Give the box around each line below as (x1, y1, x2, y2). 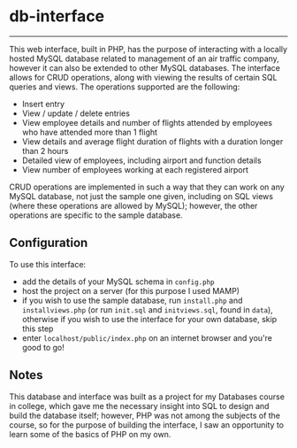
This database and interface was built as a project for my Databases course (9, 391, 286, 402)
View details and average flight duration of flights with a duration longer (21, 135, 284, 147)
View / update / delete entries (21, 108, 131, 119)
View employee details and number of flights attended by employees (21, 117, 272, 127)
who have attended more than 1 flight (21, 127, 157, 137)
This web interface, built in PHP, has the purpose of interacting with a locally (9, 43, 288, 54)
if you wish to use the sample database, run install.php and (21, 295, 243, 305)
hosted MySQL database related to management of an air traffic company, (9, 53, 280, 64)
